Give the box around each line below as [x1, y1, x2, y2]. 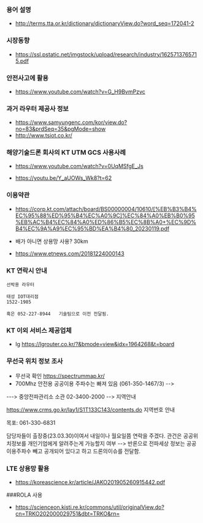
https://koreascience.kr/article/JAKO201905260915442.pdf [15, 478, 166, 486]
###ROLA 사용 [6, 491, 43, 498]
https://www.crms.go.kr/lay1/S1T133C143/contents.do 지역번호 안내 [6, 406, 175, 413]
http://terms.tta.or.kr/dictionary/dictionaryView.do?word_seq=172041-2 [15, 20, 194, 27]
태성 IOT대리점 [6, 293, 39, 300]
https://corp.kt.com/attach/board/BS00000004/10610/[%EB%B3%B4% [15, 205, 197, 212]
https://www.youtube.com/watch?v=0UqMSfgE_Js [15, 163, 144, 170]
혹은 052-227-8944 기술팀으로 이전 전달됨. [6, 311, 109, 317]
